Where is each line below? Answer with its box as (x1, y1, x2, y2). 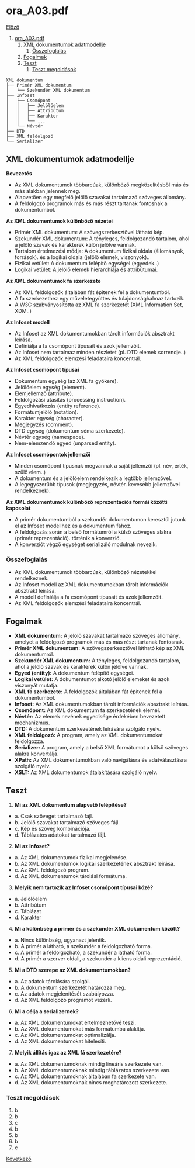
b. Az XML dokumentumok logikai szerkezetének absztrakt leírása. (14, 860, 175, 867)
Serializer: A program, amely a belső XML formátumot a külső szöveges (14, 744, 189, 751)
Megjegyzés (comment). (14, 421, 74, 428)
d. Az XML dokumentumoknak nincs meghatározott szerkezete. (14, 1079, 168, 1086)
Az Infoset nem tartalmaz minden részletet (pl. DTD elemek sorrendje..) (14, 348, 186, 355)
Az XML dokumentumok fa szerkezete (6, 277, 101, 284)
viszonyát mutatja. (14, 682, 59, 689)
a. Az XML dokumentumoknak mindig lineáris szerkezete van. (14, 1060, 163, 1067)
